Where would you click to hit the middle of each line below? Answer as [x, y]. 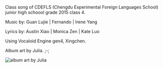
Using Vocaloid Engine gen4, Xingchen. [46, 41]
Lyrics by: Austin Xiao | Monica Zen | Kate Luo [52, 31]
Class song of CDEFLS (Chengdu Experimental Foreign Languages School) [82, 7]
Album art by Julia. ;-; [27, 51]
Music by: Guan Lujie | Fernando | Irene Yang [51, 22]
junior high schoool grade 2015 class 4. [45, 12]
